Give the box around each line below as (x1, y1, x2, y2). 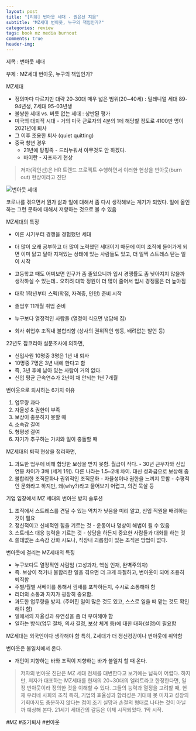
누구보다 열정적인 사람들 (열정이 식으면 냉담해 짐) (14, 314, 127, 322)
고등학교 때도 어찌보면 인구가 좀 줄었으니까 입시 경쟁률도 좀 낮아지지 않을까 (14, 270, 185, 277)
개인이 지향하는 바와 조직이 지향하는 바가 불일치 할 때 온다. (14, 657, 147, 664)
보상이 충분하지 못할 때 (14, 413, 67, 420)
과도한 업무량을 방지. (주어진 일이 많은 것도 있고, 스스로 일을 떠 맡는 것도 (14, 598, 178, 605)
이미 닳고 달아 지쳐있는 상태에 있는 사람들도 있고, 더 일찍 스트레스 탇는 (20, 250, 180, 258)
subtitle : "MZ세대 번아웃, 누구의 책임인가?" (6, 19, 104, 25)
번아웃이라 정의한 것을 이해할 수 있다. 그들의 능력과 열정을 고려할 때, (26, 684, 181, 691)
